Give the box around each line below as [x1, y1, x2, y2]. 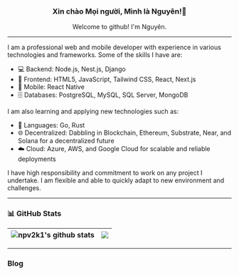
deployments [17, 155, 57, 163]
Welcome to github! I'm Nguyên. [72, 23, 167, 31]
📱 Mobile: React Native [17, 83, 85, 91]
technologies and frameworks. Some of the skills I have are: [7, 51, 183, 59]
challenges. [7, 184, 41, 192]
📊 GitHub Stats [7, 209, 62, 219]
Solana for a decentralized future [17, 137, 115, 145]
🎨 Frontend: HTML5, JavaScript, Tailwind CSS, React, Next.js [17, 75, 196, 84]
